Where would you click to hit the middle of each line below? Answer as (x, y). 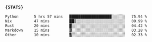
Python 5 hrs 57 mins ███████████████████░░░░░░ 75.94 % (76, 17)
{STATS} (14, 7)
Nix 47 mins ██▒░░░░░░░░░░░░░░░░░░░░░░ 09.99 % (76, 21)
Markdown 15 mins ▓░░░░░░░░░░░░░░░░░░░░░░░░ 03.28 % (76, 30)
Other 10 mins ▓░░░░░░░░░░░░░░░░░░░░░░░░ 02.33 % (76, 35)
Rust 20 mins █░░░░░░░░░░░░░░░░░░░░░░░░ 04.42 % (76, 26)
